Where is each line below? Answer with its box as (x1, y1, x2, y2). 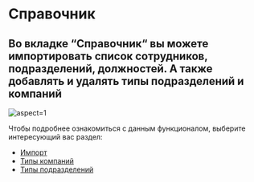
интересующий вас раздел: (8, 132, 103, 141)
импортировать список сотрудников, (8, 49, 208, 63)
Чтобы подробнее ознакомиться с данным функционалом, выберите (8, 123, 246, 133)
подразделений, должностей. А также (8, 62, 213, 75)
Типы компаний (19, 156, 75, 165)
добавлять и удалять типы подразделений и (8, 74, 244, 88)
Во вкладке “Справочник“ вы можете (8, 37, 209, 51)
